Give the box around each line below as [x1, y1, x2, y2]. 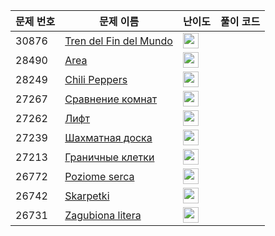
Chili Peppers [64, 72, 128, 86]
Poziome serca [64, 169, 135, 183]
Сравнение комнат [64, 92, 158, 106]
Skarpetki [64, 189, 110, 203]
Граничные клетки [64, 150, 155, 164]
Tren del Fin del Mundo [64, 34, 173, 48]
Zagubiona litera [64, 208, 142, 222]
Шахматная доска [64, 130, 153, 144]
